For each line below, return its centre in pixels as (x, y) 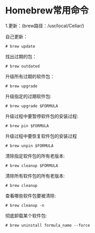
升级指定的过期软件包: (29, 96)
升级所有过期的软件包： (30, 76)
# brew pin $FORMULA (27, 126)
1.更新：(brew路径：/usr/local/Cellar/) (45, 26)
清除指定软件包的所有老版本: (35, 156)
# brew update (20, 46)
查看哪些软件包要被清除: (31, 196)
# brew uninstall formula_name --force (48, 225)
